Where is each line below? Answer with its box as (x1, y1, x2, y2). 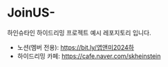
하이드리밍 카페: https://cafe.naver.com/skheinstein (17, 52, 161, 60)
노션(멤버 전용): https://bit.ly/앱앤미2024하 (17, 43, 135, 51)
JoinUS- (7, 5, 55, 21)
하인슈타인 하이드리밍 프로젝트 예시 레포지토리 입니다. (7, 28, 151, 37)
